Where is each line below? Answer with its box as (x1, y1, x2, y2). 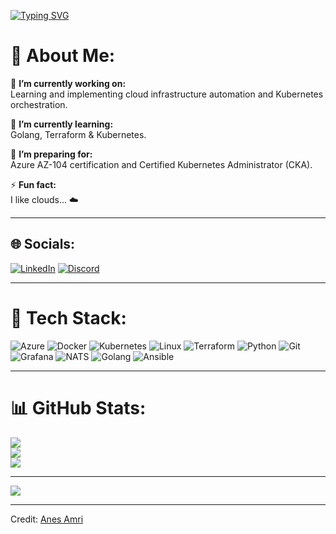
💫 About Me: (10, 45, 116, 67)
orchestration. (10, 98, 68, 110)
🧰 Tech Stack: (10, 306, 127, 329)
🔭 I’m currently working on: (10, 77, 127, 89)
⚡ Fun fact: (10, 178, 57, 190)
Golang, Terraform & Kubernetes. (10, 128, 147, 140)
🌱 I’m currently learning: (10, 118, 114, 130)
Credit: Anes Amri (10, 513, 84, 525)
